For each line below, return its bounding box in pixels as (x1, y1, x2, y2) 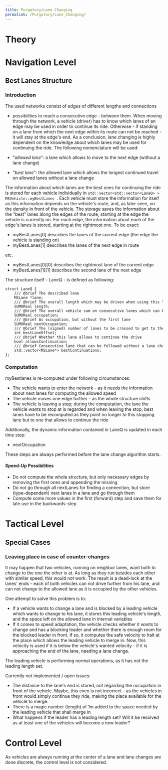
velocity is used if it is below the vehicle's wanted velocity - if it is (12, 643, 147, 649)
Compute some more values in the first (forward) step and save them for (12, 495, 162, 502)
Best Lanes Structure (5, 76, 72, 85)
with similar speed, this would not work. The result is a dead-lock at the (5, 575, 152, 581)
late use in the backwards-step (12, 501, 76, 507)
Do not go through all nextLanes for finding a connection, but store (12, 485, 150, 491)
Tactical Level (5, 518, 64, 530)
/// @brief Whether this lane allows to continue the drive (14, 335, 142, 340)
